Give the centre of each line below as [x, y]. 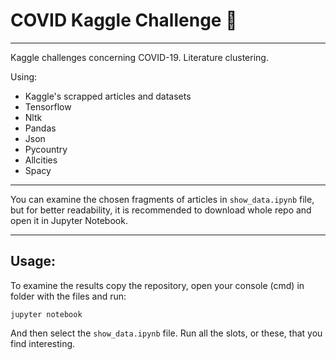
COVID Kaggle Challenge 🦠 [124, 20]
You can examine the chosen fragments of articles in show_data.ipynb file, [162, 199]
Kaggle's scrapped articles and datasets [108, 96]
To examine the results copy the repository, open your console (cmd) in [157, 285]
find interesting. [43, 343]
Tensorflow [48, 106]
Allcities [41, 160]
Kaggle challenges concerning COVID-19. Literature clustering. [139, 57]
